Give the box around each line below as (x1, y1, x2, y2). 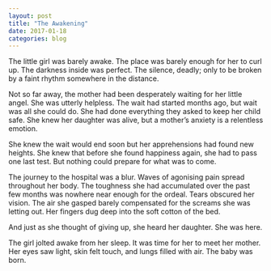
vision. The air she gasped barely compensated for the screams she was (8, 198, 251, 208)
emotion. (8, 124, 38, 133)
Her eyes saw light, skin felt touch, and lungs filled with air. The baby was (8, 247, 253, 256)
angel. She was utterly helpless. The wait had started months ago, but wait (8, 98, 257, 108)
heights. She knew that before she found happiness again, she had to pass (8, 148, 257, 158)
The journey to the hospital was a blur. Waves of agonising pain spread (8, 172, 245, 182)
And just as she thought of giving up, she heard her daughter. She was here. (8, 222, 263, 232)
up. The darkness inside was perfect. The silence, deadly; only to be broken (8, 66, 262, 75)
